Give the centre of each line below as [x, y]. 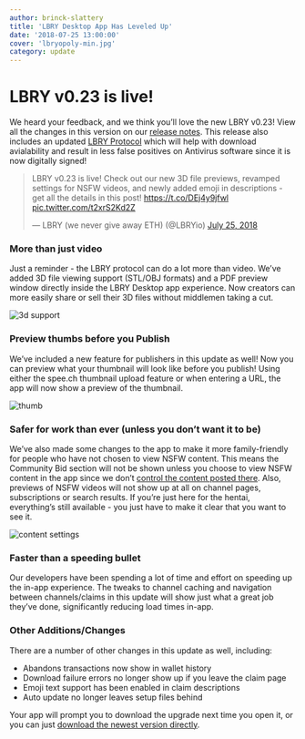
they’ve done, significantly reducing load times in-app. [112, 607]
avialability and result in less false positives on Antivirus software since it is [150, 151]
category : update [42, 52]
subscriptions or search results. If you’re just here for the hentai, [130, 497]
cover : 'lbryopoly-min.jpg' [63, 43]
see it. [21, 517]
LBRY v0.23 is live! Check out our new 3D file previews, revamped [156, 179]
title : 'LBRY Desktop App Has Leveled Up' [91, 26]
